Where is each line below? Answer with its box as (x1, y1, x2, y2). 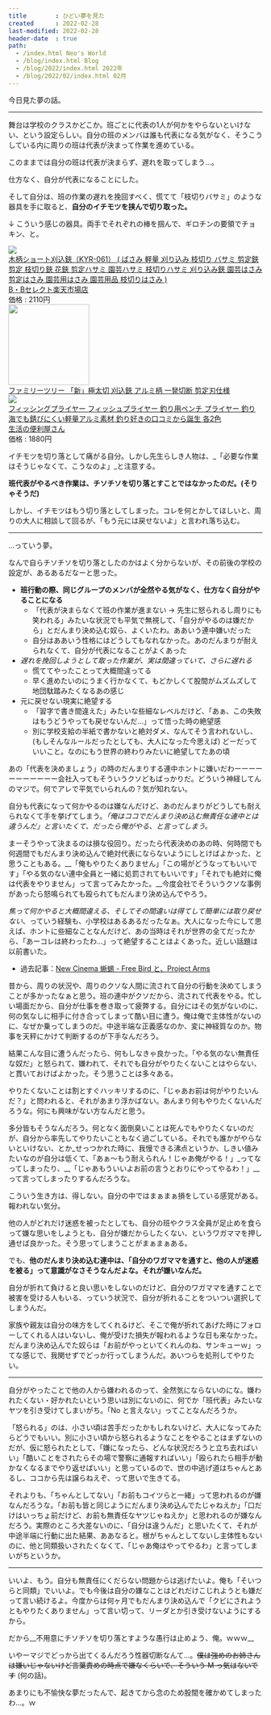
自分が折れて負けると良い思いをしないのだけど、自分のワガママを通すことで (8, 1282, 262, 1293)
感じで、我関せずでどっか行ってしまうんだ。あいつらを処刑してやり (22, 1350, 248, 1360)
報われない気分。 (8, 1200, 65, 1210)
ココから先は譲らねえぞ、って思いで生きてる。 (29, 1473, 185, 1482)
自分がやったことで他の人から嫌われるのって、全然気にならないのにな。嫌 (8, 1385, 255, 1394)
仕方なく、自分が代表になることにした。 (8, 174, 143, 184)
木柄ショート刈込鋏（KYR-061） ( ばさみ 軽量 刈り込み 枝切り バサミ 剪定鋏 (8, 254, 260, 263)
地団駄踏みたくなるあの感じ (31, 686, 125, 696)
